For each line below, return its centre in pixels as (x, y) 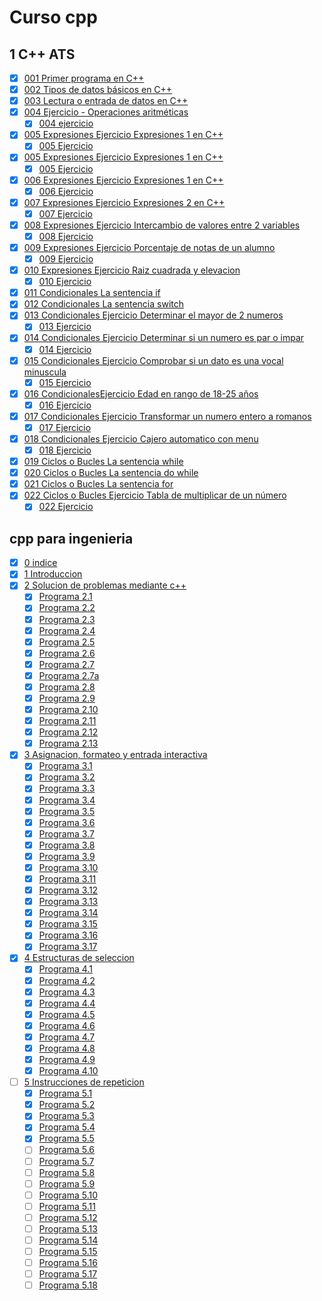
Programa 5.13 (68, 1228)
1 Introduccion (53, 574)
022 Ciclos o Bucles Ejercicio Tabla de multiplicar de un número (155, 495)
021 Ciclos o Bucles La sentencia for (98, 484)
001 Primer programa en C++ (84, 78)
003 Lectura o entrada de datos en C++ (106, 101)
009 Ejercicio (66, 259)
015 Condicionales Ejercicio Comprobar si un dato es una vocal (153, 360)
